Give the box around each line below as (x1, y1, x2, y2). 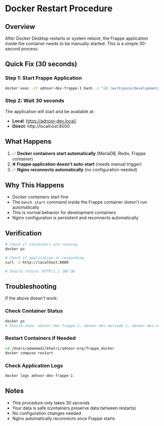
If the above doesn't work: (5, 295, 58, 301)
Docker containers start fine (12, 194, 69, 200)
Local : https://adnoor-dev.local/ (12, 118, 77, 124)
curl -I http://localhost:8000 (5, 260, 69, 265)
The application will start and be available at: (5, 108, 95, 114)
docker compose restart (5, 351, 54, 355)
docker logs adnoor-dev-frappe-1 (5, 373, 73, 378)
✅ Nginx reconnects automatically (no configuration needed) (12, 166, 138, 172)
